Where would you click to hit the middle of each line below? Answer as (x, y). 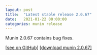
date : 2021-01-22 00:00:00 (36, 19)
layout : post (19, 10)
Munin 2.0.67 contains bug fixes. (39, 38)
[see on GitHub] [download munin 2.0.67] (49, 47)
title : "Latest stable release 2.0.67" (49, 14)
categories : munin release (34, 24)
